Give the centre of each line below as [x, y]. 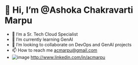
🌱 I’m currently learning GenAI [43, 39]
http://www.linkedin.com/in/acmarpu [68, 57]
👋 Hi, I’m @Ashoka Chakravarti [69, 10]
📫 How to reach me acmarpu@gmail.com [54, 50]
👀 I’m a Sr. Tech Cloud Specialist [45, 34]
